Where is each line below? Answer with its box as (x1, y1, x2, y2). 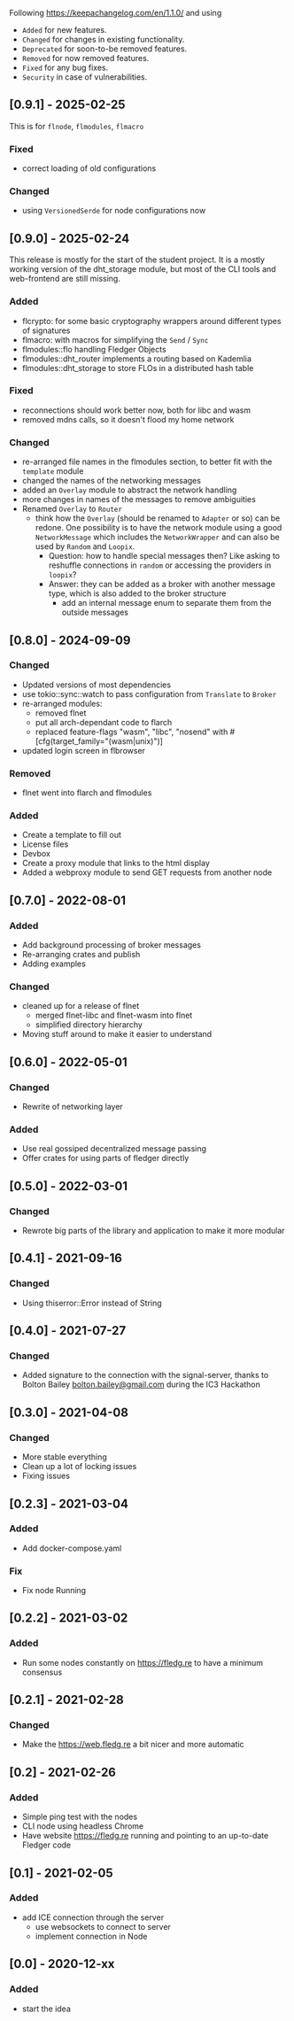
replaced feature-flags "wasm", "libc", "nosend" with (35, 726, 228, 737)
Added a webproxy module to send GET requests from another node (21, 867, 273, 878)
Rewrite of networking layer (21, 1102, 124, 1112)
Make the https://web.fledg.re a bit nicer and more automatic (21, 1739, 245, 1750)
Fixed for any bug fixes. (21, 62, 109, 73)
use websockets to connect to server (35, 1921, 171, 1932)
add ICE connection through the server (21, 1912, 165, 1923)
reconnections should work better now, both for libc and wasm (21, 405, 251, 415)
